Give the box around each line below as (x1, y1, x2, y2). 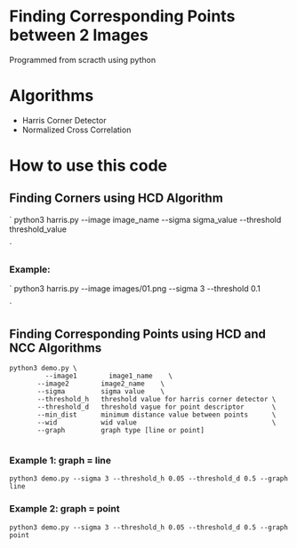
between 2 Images (9, 25, 148, 45)
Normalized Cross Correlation (21, 124, 132, 135)
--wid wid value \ (36, 417, 277, 427)
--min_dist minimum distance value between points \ (36, 410, 277, 419)
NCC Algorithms (9, 340, 102, 355)
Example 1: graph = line (9, 454, 111, 466)
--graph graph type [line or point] (36, 425, 205, 434)
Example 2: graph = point (9, 503, 120, 515)
